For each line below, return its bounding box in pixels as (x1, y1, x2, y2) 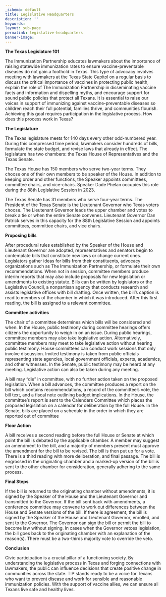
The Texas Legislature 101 (5, 48, 59, 54)
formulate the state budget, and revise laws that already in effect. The (5, 146, 148, 152)
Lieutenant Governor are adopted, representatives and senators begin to (5, 247, 153, 253)
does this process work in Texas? (5, 116, 73, 122)
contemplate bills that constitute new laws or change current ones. (5, 252, 141, 258)
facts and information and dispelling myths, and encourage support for (5, 90, 150, 96)
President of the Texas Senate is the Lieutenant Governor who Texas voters (5, 202, 159, 208)
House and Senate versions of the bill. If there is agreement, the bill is (5, 509, 147, 515)
